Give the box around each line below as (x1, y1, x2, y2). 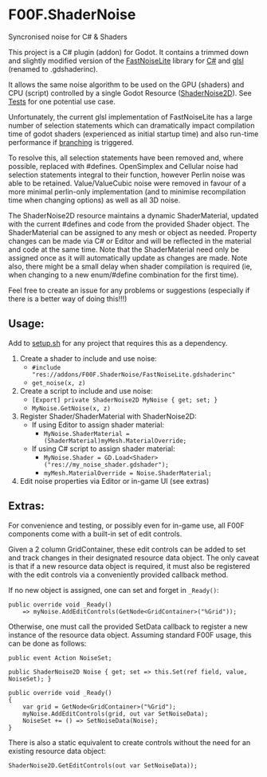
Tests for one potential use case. (8, 96, 116, 106)
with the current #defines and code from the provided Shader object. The (8, 219, 249, 229)
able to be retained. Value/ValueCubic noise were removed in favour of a (8, 178, 247, 188)
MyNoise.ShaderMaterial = (43, 430, 130, 438)
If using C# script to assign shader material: (31, 444, 175, 453)
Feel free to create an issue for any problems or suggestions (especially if (8, 285, 250, 295)
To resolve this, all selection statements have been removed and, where (8, 153, 244, 163)
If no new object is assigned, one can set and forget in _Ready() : (8, 585, 219, 595)
